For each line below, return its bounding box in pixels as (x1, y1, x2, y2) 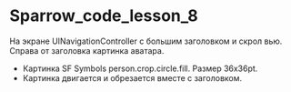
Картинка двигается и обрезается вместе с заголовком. (22, 72, 243, 83)
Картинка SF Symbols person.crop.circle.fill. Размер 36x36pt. (22, 63, 258, 74)
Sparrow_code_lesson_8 (9, 5, 198, 26)
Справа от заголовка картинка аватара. (9, 45, 165, 56)
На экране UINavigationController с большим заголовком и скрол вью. (9, 36, 283, 46)
